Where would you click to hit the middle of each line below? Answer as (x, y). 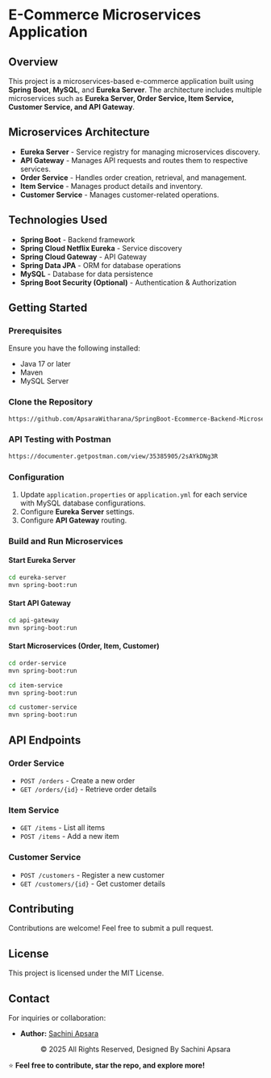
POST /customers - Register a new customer (92, 875)
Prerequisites (35, 330)
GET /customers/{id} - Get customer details (92, 883)
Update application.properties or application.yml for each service (133, 494)
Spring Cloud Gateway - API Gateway (83, 257)
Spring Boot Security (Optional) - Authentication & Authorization (128, 282)
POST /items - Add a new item (69, 837)
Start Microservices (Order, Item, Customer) (84, 646)
